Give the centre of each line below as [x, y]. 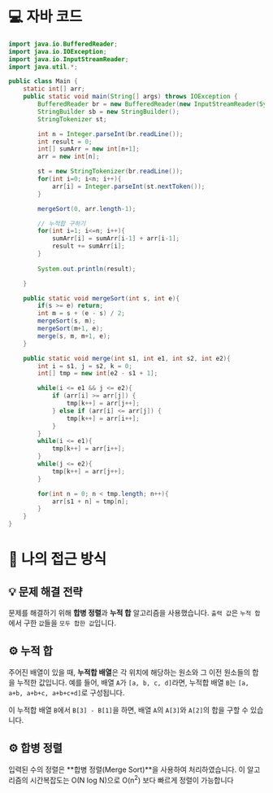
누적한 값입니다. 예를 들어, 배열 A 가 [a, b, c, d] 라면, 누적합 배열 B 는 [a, [133, 682]
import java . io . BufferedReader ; [63, 44]
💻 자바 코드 [45, 17]
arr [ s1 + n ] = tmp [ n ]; [90, 502]
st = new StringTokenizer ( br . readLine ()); [110, 172]
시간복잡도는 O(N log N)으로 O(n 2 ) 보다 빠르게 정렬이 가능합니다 [132, 779]
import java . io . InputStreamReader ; [69, 59]
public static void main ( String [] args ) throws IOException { [130, 97]
